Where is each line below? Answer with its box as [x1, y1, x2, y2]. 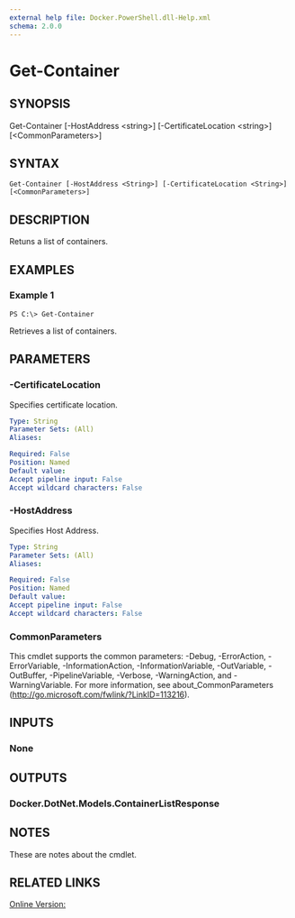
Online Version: [9, 899, 66, 910]
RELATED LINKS [9, 875, 101, 890]
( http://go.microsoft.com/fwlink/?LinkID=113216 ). [9, 689, 191, 700]
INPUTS [9, 715, 54, 730]
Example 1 [9, 289, 55, 302]
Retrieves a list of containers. [9, 326, 118, 336]
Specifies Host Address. [9, 525, 99, 536]
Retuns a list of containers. [9, 236, 109, 247]
